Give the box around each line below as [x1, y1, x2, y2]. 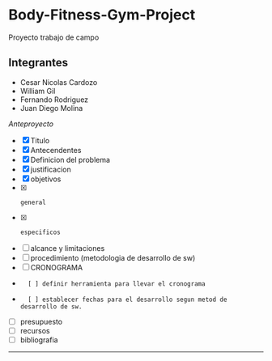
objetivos [30, 174, 62, 184]
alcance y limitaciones [30, 243, 105, 253]
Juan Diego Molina [19, 103, 83, 113]
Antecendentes [30, 145, 82, 155]
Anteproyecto [8, 119, 54, 129]
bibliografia [19, 334, 58, 345]
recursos [19, 325, 50, 335]
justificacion [30, 164, 71, 174]
